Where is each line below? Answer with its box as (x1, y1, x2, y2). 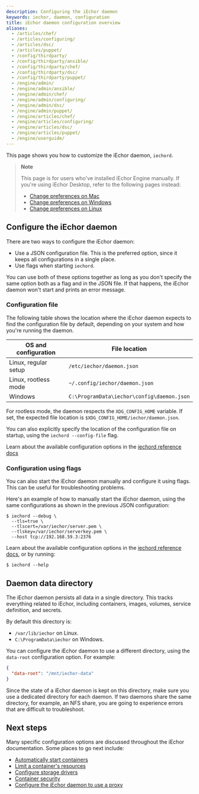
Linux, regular (9, 358, 47, 366)
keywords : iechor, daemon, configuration (6, 14, 110, 20)
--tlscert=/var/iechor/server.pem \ (11, 524, 102, 530)
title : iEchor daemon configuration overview (6, 20, 120, 25)
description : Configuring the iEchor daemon (6, 8, 118, 15)
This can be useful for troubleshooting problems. (6, 484, 126, 491)
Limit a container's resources (14, 763, 86, 770)
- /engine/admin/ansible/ (11, 86, 76, 92)
